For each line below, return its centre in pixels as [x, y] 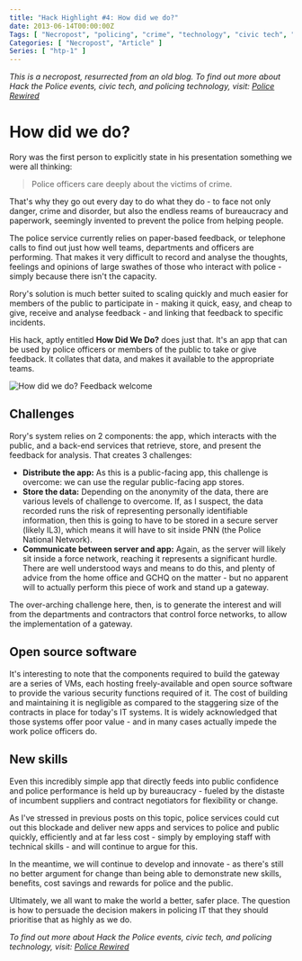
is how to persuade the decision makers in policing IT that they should [139, 910]
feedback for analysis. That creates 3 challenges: [101, 454]
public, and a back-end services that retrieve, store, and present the [136, 445]
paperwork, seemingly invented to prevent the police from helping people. [147, 220]
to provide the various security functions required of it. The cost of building [149, 693]
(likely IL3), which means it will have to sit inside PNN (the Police [142, 530]
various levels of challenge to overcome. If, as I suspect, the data [142, 501]
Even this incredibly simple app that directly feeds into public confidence [144, 781]
